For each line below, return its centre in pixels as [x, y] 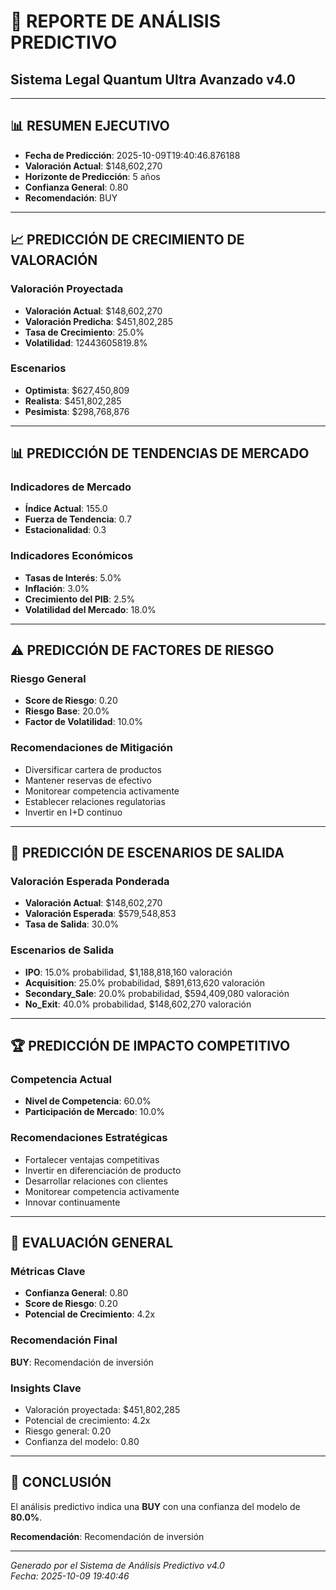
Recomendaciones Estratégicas [89, 1138]
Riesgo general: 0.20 [68, 1431]
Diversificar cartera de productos [93, 769]
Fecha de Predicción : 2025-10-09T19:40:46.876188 [132, 155]
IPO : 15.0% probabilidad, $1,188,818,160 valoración [128, 972]
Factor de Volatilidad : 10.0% [84, 722]
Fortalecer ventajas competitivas [92, 1159]
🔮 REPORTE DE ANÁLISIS [116, 21]
